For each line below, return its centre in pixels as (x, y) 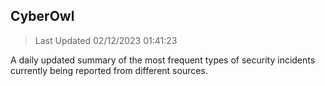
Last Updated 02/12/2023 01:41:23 (106, 40)
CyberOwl (42, 16)
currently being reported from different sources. (109, 70)
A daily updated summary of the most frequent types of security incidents (163, 60)
